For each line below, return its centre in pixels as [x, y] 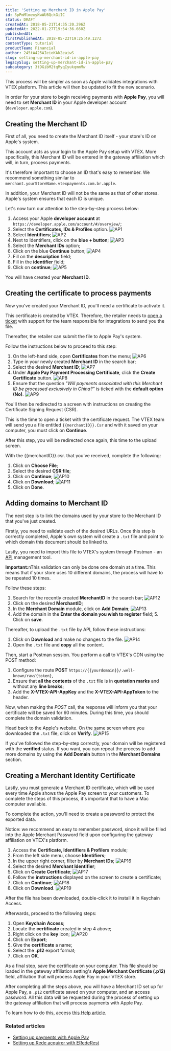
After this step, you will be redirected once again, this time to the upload [81, 440]
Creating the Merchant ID [46, 124]
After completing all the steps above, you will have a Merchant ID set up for [84, 987]
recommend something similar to [40, 177]
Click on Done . [28, 487]
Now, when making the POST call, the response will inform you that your [81, 707]
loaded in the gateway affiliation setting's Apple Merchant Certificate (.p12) [86, 971]
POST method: [21, 660]
